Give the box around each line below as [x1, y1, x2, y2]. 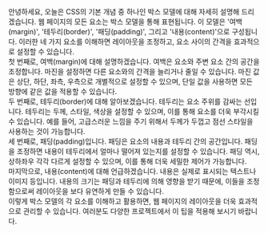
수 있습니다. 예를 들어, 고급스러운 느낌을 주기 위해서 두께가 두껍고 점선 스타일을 [8, 116, 254, 126]
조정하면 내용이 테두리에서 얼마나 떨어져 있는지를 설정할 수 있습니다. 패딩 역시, [16, 147, 260, 156]
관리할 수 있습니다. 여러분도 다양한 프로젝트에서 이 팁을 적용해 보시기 [22, 207, 237, 215]
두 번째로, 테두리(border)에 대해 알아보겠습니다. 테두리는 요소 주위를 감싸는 [8, 97, 242, 106]
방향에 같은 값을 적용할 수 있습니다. [8, 87, 118, 96]
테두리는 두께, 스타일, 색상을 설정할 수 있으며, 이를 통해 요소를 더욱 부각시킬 [25, 107, 260, 116]
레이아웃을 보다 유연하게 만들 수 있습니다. [35, 187, 165, 195]
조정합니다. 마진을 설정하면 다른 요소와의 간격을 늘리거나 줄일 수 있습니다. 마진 [8, 67, 252, 76]
